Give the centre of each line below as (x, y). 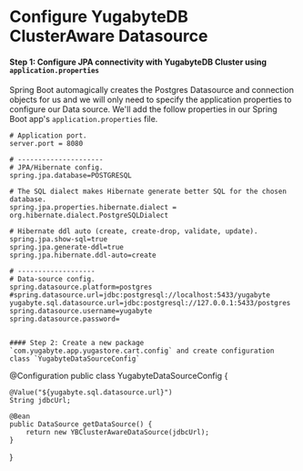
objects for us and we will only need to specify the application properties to (151, 100)
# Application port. (49, 136)
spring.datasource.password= (65, 319)
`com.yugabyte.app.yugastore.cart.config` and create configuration (142, 351)
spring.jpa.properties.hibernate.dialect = (93, 208)
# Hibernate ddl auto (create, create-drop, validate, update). (134, 231)
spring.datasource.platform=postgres (81, 287)
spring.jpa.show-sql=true (58, 240)
